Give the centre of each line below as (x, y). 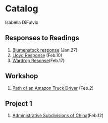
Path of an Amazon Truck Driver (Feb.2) (53, 88)
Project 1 (19, 103)
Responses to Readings (42, 38)
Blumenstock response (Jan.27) (45, 50)
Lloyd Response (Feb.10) (37, 55)
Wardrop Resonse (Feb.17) (38, 61)
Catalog (22, 9)
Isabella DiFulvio (22, 22)
